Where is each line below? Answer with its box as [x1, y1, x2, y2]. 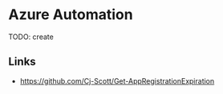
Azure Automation [8, 6, 134, 24]
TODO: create [8, 32, 54, 41]
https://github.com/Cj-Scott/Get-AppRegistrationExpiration [19, 76, 215, 85]
